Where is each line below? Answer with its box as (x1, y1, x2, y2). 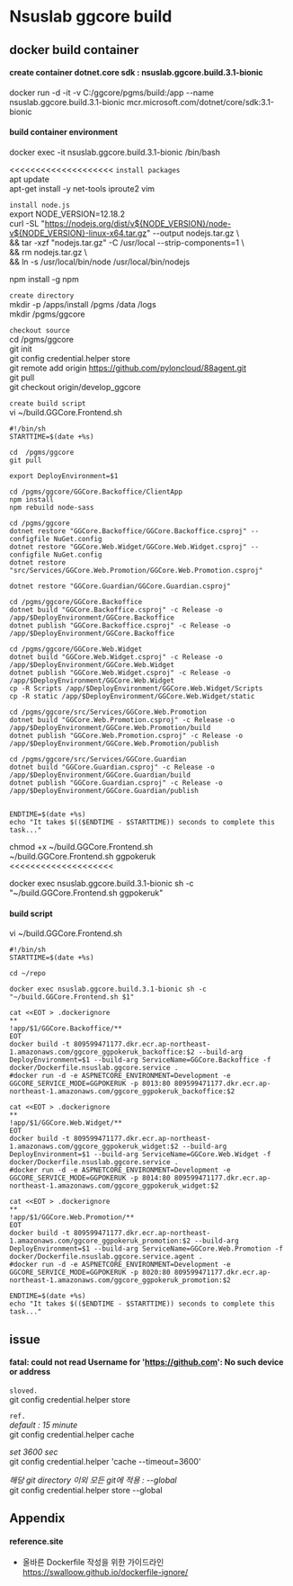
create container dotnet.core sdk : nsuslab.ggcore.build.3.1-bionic (9, 67, 263, 78)
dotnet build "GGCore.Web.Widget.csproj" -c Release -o (9, 652, 223, 662)
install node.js (9, 200, 70, 209)
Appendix (9, 1510, 66, 1526)
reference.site (9, 1536, 64, 1546)
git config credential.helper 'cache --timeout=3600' (9, 1456, 201, 1466)
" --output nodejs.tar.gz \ (146, 227, 240, 238)
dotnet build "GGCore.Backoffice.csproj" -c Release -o (9, 605, 223, 614)
